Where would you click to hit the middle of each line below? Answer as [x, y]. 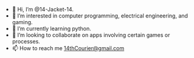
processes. [26, 41]
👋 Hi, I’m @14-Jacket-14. [43, 9]
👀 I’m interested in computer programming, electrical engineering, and [100, 16]
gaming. [22, 22]
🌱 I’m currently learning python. [51, 28]
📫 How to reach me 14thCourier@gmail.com [68, 48]
